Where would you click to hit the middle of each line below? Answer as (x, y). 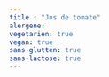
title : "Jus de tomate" (55, 17)
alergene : (27, 26)
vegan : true (31, 42)
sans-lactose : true (45, 58)
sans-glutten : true (45, 50)
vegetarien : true (41, 34)
